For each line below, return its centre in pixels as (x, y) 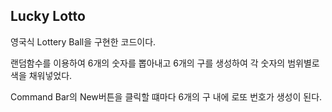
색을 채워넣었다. (41, 75)
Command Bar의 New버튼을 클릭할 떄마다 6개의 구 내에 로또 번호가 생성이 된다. (166, 96)
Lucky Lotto (48, 16)
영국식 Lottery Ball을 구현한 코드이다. (83, 41)
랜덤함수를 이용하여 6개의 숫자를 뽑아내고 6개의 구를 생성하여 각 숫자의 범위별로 (165, 63)
